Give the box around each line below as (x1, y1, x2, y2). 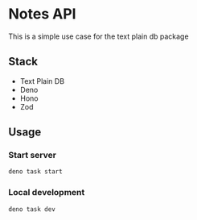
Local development (8, 187, 85, 198)
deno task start (8, 168, 63, 176)
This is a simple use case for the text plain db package (8, 31, 189, 41)
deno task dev (8, 205, 56, 214)
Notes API (8, 5, 76, 23)
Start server (8, 150, 56, 161)
